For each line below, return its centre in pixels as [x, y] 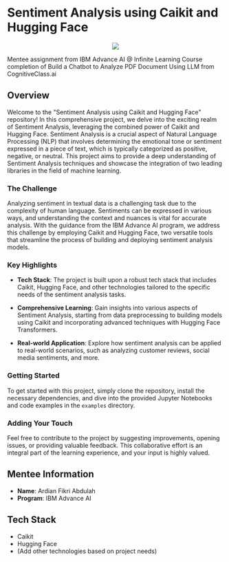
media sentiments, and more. [58, 358]
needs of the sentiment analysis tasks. [72, 294]
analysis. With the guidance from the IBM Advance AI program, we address [113, 226]
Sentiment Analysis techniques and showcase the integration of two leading [115, 163]
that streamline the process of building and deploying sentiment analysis [110, 240]
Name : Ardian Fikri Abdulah [56, 490]
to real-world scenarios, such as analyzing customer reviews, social [113, 350]
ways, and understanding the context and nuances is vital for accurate [107, 218]
